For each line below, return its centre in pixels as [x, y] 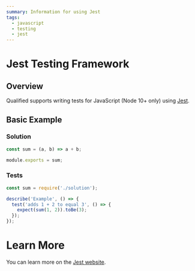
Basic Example [34, 120]
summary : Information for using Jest [53, 12]
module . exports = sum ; [34, 160]
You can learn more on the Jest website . [56, 262]
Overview [25, 86]
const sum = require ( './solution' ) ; [52, 188]
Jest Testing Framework [68, 64]
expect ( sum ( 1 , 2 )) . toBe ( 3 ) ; [52, 210]
